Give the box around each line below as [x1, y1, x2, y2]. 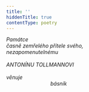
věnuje [6, 74, 23, 81]
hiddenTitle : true [6, 14, 52, 20]
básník [50, 80, 67, 87]
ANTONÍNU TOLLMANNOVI [6, 61, 74, 68]
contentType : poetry [6, 20, 58, 26]
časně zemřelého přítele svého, [6, 42, 84, 49]
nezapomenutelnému [6, 49, 59, 56]
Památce [6, 36, 29, 43]
